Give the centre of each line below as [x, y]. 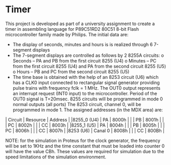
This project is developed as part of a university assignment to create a [80, 24]
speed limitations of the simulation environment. [56, 157]
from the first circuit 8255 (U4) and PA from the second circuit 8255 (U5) [89, 66]
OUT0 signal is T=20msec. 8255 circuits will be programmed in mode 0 [88, 99]
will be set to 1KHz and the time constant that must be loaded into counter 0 [85, 146]
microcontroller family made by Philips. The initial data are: [67, 34]
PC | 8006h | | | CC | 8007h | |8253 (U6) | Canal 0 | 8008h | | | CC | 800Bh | [85, 130]
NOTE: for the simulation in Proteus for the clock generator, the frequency [83, 140]
